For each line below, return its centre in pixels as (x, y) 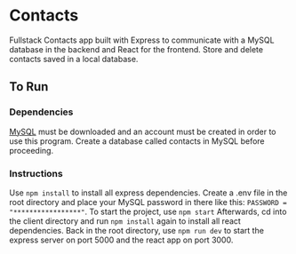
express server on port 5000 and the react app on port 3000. (121, 240)
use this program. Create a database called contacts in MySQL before (137, 141)
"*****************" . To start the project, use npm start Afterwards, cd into (148, 211)
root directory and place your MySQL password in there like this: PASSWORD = (148, 202)
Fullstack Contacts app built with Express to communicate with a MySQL (142, 40)
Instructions (36, 173)
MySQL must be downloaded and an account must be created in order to (143, 131)
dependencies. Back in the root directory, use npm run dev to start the (137, 230)
